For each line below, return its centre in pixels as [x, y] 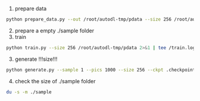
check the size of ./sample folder [55, 81]
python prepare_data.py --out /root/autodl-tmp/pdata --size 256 [89, 19]
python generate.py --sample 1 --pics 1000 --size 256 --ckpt [85, 70]
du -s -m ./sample [29, 92]
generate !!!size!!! [36, 59]
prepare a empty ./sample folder [54, 30]
